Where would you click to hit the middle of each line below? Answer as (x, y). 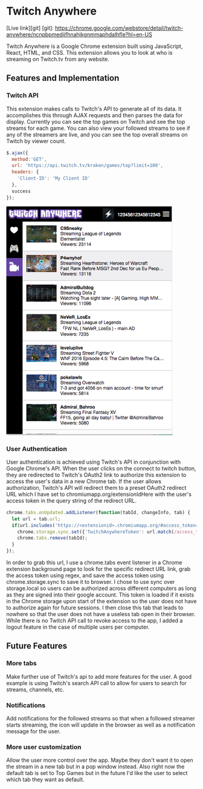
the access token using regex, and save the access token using (85, 575)
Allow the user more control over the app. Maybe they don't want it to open (100, 760)
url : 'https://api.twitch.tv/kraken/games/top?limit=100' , (88, 166)
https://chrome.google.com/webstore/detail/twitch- (119, 28)
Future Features (37, 646)
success (21, 191)
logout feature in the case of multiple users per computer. (78, 627)
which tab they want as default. (45, 780)
